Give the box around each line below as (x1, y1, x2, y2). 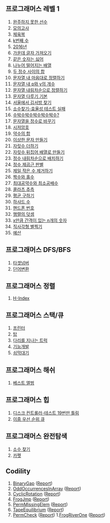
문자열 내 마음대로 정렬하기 (12, 74, 65, 80)
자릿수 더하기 (12, 143, 39, 149)
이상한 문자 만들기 (12, 136, 48, 142)
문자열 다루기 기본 (12, 93, 48, 99)
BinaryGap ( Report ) (12, 480, 53, 486)
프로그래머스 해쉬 (5, 366, 55, 374)
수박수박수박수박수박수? (12, 112, 59, 118)
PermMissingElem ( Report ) (12, 501, 68, 507)
